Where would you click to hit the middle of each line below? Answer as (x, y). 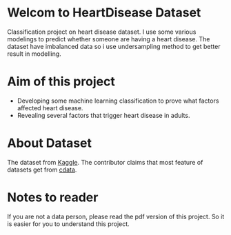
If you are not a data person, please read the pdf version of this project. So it (116, 216)
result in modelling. (34, 54)
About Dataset (49, 143)
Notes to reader (53, 197)
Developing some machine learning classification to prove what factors (118, 101)
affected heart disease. (50, 108)
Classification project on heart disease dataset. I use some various (102, 32)
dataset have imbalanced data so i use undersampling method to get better (114, 46)
